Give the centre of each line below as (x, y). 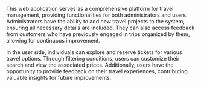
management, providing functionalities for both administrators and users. (97, 15)
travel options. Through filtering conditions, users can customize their (93, 58)
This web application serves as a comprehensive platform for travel (90, 9)
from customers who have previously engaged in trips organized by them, (98, 34)
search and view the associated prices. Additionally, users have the (90, 65)
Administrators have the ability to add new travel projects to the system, (96, 21)
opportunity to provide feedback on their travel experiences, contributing (97, 71)
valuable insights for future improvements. (59, 78)
